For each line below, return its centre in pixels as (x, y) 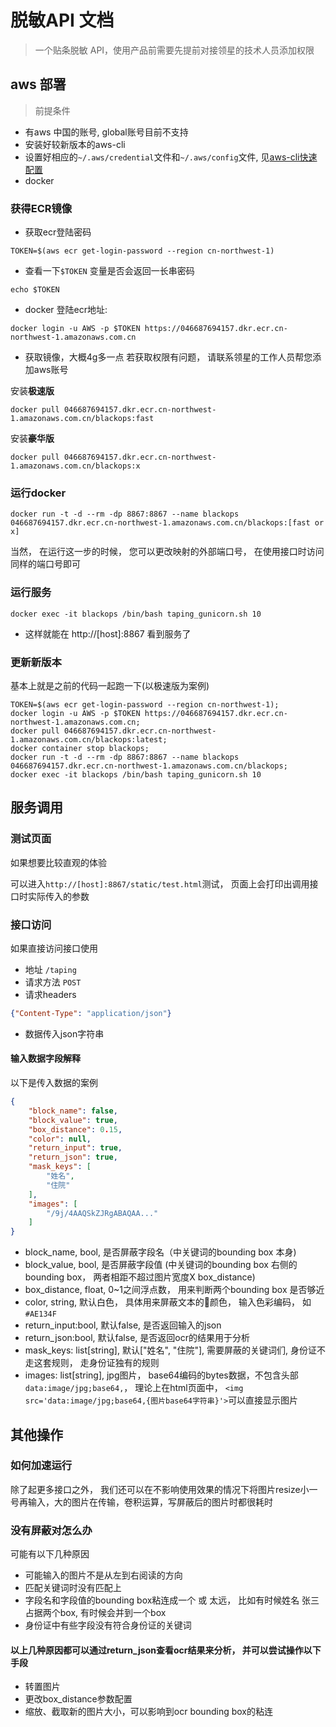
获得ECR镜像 (41, 208)
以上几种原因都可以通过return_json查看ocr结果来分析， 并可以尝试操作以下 (166, 1650)
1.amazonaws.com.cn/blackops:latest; (89, 739)
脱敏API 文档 (62, 20)
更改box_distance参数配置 (78, 1699)
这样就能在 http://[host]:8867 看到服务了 (108, 633)
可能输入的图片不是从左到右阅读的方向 (103, 1575)
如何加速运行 (41, 1466)
